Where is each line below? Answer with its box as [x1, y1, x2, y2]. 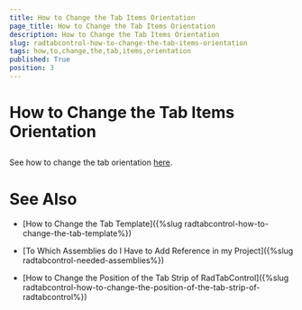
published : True [9, 55, 70, 64]
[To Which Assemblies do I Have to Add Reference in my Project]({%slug [22, 245, 294, 257]
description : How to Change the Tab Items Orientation [9, 30, 220, 39]
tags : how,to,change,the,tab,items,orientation [9, 47, 192, 56]
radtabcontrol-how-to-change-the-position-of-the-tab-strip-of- [22, 282, 261, 293]
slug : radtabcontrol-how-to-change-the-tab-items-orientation [9, 38, 248, 48]
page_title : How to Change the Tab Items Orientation [9, 22, 216, 31]
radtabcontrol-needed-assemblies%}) [22, 255, 165, 266]
